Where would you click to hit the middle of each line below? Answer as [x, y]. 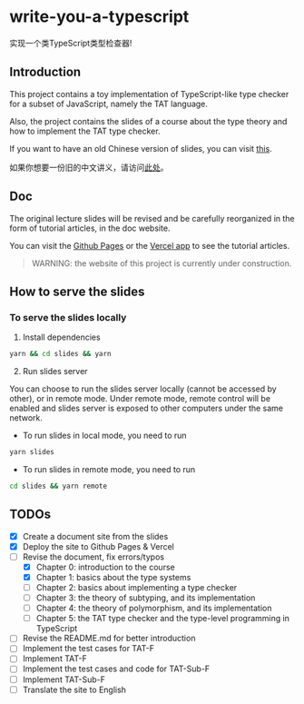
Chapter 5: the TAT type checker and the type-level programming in [163, 619]
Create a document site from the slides [95, 536]
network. [26, 418]
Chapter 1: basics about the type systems [113, 577]
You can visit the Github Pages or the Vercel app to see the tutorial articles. [150, 245]
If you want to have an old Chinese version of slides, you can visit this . [141, 148]
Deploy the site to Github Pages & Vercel [98, 546]
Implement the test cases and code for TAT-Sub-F [116, 669]
